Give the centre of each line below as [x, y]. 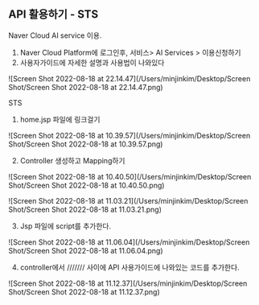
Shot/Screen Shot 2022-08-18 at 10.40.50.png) [86, 185]
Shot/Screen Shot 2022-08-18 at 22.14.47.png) [86, 87]
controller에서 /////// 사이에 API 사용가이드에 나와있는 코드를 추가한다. [129, 267]
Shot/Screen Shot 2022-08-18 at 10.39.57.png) [86, 144]
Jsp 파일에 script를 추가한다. [65, 226]
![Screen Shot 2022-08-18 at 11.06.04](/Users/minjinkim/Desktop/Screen [129, 242]
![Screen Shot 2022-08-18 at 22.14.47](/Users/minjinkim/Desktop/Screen [129, 78]
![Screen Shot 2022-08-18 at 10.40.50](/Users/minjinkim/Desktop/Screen [130, 176]
